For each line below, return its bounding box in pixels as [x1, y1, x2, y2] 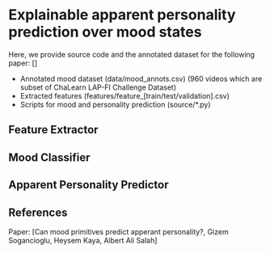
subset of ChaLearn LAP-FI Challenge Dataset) [19, 82, 177, 92]
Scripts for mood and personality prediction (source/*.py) [19, 99, 211, 109]
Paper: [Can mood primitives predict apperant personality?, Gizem [8, 226, 229, 236]
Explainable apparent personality [8, 6, 236, 24]
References [8, 205, 68, 219]
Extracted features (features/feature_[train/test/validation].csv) [19, 91, 230, 100]
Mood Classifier [8, 150, 91, 164]
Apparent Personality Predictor [8, 178, 169, 192]
